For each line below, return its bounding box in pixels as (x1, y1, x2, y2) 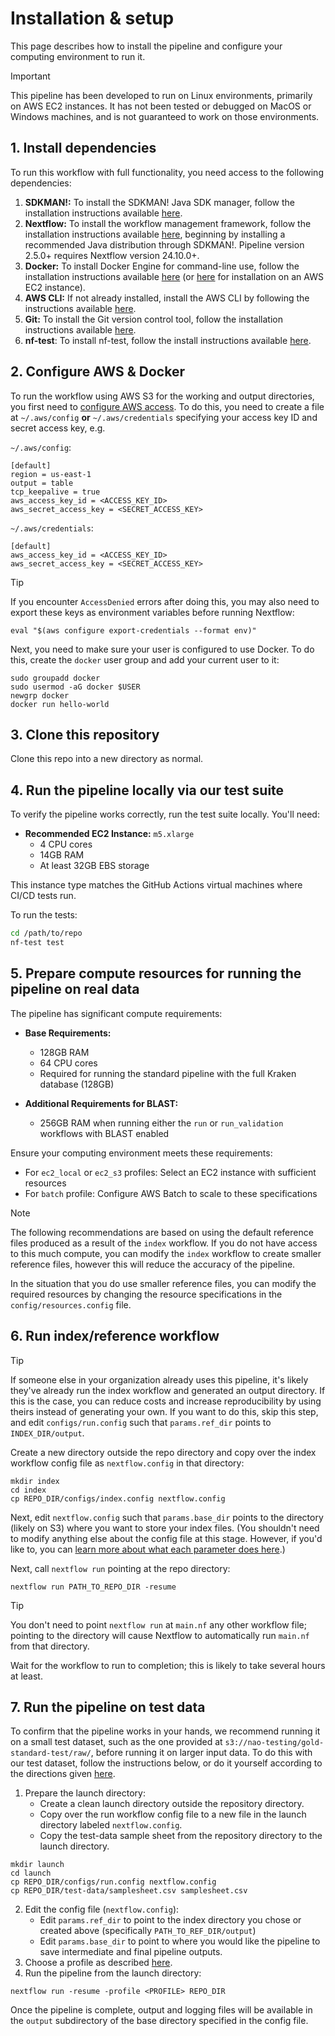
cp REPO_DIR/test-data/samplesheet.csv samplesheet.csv (10, 1886, 248, 1896)
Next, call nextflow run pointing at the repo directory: (10, 1562, 231, 1574)
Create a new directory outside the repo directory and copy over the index (10, 1446, 317, 1458)
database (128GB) (39, 1078, 115, 1090)
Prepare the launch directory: (24, 1787, 147, 1799)
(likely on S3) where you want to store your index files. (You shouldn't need (10, 1522, 320, 1534)
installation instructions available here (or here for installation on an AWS (24, 270, 324, 282)
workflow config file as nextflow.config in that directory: (10, 1457, 245, 1469)
